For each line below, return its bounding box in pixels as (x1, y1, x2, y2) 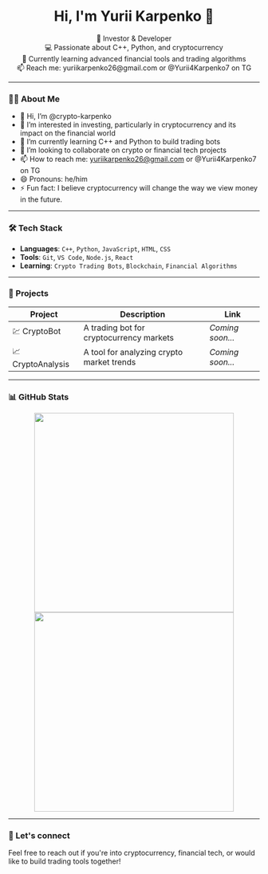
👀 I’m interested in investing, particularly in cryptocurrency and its (19, 120, 237, 130)
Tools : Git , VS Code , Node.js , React (19, 252, 134, 262)
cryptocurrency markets (83, 332, 174, 343)
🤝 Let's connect (8, 830, 70, 841)
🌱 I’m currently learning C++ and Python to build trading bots (19, 137, 221, 147)
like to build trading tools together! (8, 856, 121, 866)
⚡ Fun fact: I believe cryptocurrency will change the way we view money (19, 183, 258, 193)
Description (119, 309, 166, 320)
